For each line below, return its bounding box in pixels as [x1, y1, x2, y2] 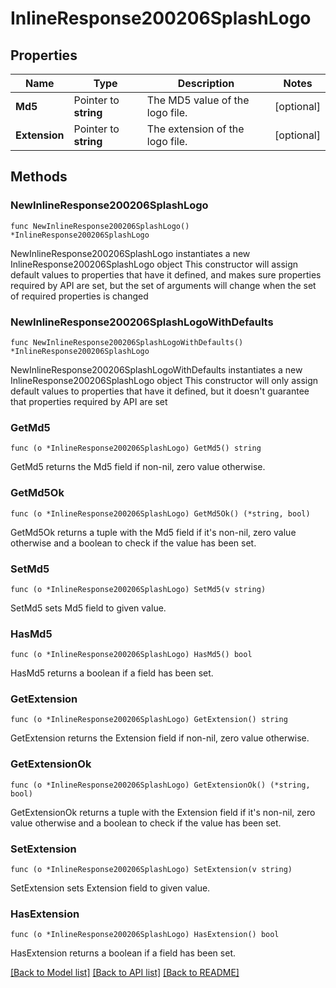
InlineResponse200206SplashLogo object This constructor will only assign [10, 374, 319, 386]
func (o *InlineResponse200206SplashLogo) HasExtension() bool [10, 930, 280, 940]
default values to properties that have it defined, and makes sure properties [10, 268, 322, 281]
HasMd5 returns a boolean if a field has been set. [10, 667, 214, 679]
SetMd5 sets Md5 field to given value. [10, 602, 167, 614]
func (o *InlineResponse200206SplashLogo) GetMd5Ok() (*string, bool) [10, 508, 311, 519]
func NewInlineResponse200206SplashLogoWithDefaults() [10, 337, 244, 347]
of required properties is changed [10, 290, 149, 302]
